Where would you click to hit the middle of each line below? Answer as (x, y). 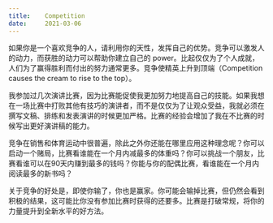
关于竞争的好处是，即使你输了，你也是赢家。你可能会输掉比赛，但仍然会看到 (136, 191)
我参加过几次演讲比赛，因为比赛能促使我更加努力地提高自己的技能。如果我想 (136, 95)
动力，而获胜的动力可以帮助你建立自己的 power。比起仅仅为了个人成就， (137, 58)
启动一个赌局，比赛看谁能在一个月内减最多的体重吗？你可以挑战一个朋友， (133, 153)
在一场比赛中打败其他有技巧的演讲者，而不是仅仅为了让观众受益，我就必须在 (136, 105)
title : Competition (47, 16)
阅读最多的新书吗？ (41, 173)
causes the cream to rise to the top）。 (72, 78)
